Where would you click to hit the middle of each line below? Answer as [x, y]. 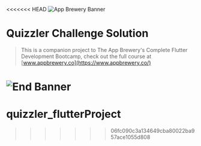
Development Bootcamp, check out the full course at [86, 56]
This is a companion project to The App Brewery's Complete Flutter [104, 50]
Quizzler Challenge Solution [77, 34]
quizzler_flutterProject [64, 114]
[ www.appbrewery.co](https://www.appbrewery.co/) [86, 62]
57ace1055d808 [130, 137]
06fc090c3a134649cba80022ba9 [153, 131]
